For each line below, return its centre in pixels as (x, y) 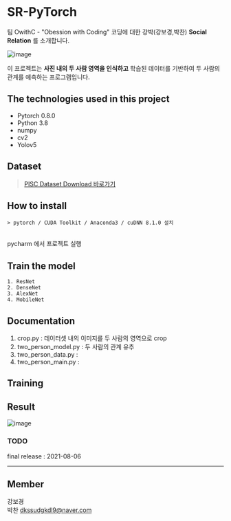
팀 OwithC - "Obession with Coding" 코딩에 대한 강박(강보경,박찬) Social (107, 32)
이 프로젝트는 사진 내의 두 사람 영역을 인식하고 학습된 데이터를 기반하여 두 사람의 (113, 68)
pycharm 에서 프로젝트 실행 (44, 244)
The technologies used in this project (88, 99)
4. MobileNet (26, 300)
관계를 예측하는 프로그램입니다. (49, 77)
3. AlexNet (23, 294)
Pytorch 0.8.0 (36, 115)
